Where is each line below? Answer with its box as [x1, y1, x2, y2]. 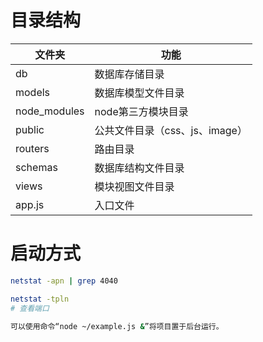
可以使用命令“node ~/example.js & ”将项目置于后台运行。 [10, 321, 224, 331]
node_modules [15, 104, 85, 118]
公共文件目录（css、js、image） [94, 123, 248, 137]
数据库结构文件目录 [94, 161, 185, 175]
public [15, 122, 45, 136]
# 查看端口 [10, 303, 50, 313]
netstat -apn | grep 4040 [10, 276, 118, 286]
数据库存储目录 [94, 67, 165, 81]
